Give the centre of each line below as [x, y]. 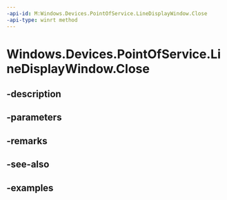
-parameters [34, 118]
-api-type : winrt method [42, 20]
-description [34, 94]
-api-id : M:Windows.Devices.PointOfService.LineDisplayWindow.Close [107, 13]
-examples [30, 188]
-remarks [27, 141]
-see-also [28, 164]
